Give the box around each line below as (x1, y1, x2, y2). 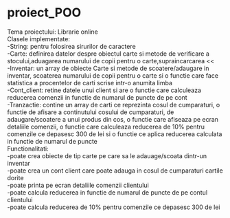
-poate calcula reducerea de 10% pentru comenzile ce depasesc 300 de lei (7, 203, 220, 211)
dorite (7, 173, 24, 182)
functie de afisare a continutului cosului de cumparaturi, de (7, 108, 174, 116)
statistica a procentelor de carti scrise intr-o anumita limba (7, 78, 173, 87)
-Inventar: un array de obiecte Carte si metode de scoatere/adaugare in (7, 64, 209, 72)
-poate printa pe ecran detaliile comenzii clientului (7, 181, 149, 189)
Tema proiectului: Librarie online (7, 28, 98, 36)
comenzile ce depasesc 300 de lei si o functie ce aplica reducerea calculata (7, 129, 222, 138)
